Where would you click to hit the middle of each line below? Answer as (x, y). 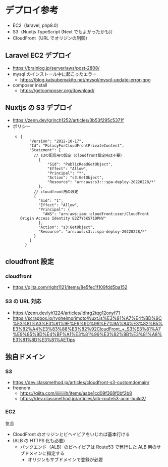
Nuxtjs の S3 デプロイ (39, 108)
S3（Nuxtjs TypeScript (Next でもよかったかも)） (64, 31)
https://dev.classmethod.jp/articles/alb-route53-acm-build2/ (83, 399)
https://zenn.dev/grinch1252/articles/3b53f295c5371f (68, 120)
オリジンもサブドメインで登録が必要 (65, 459)
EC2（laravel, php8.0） (37, 25)
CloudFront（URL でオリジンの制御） (51, 38)
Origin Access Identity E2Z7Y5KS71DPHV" (63, 218)
